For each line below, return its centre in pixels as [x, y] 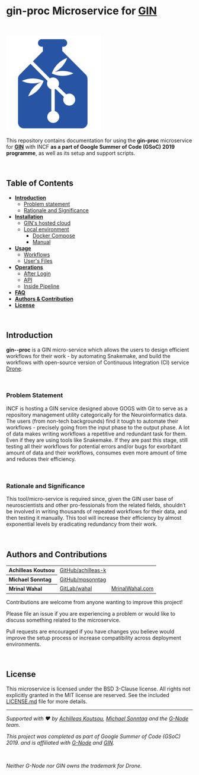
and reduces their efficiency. [41, 459]
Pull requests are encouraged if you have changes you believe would [90, 631]
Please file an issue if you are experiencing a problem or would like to [91, 613]
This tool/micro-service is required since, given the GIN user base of [90, 499]
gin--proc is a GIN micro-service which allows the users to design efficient [98, 350]
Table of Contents [40, 183]
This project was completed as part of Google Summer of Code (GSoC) [93, 736]
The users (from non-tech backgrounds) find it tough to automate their [92, 421]
